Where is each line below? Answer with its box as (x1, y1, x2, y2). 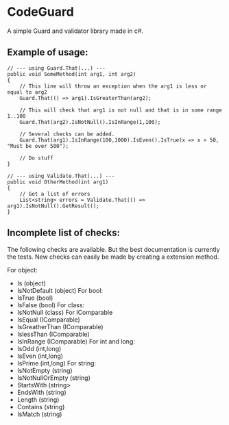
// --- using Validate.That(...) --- (7, 172, 115, 179)
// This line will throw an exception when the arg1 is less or (19, 83, 207, 90)
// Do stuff (19, 155, 53, 162)
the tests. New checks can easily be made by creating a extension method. (7, 253, 219, 261)
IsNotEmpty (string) (16, 366, 73, 374)
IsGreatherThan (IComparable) (16, 322, 104, 331)
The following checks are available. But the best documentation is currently (7, 245, 221, 253)
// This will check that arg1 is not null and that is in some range (19, 107, 223, 114)
